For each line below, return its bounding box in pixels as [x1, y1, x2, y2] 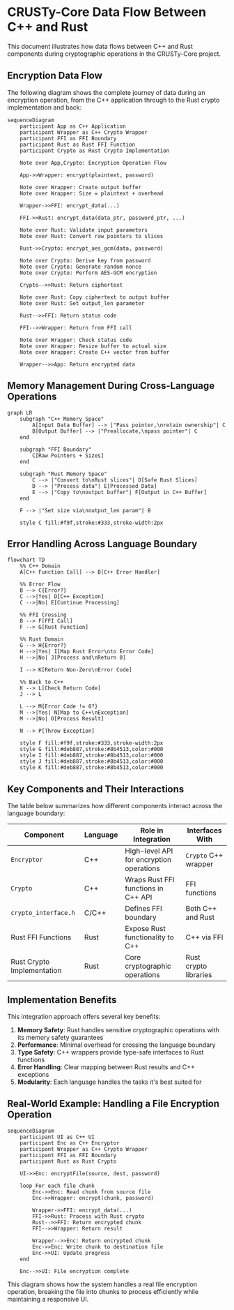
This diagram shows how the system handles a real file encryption [7, 1280, 197, 1288]
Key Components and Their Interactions [7, 783, 185, 795]
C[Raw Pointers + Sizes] [32, 452, 104, 459]
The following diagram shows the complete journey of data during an [7, 88, 205, 96]
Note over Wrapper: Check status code [19, 336, 132, 343]
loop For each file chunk [19, 1182, 95, 1189]
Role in [140, 826, 164, 835]
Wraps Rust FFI [125, 875, 175, 885]
